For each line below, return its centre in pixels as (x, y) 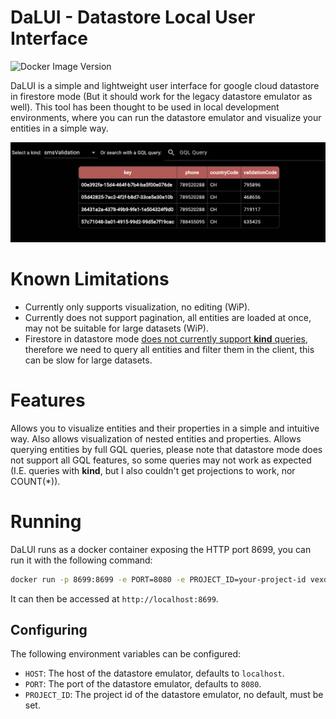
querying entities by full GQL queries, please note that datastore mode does (166, 449)
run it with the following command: (81, 560)
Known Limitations (90, 279)
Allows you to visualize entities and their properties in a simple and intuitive (165, 428)
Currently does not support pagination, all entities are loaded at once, (168, 317)
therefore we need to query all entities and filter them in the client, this (169, 349)
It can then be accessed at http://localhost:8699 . (114, 598)
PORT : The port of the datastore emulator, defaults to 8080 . (143, 684)
